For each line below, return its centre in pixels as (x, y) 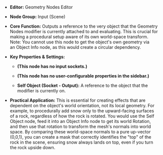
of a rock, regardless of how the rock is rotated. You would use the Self (82, 116)
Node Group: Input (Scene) (37, 17)
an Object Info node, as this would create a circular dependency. (75, 47)
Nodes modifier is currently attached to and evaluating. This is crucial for (84, 31)
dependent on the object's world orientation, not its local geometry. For (82, 105)
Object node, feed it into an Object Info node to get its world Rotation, (80, 121)
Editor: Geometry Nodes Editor (41, 7)
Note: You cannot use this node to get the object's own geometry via (80, 42)
